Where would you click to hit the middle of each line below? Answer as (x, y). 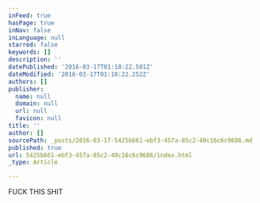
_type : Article (33, 163)
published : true (35, 148)
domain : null (37, 103)
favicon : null (38, 118)
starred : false (33, 45)
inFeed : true (30, 15)
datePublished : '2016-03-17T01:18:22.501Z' (81, 67)
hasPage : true (32, 23)
